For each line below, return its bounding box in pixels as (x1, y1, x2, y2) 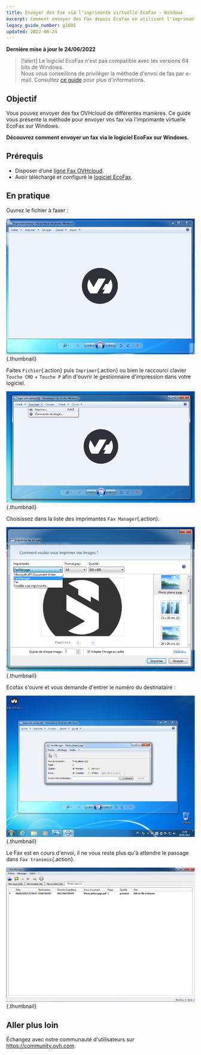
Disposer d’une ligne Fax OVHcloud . (14, 167, 104, 174)
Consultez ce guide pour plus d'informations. (33, 77, 145, 84)
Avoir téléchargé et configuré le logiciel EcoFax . (14, 173, 133, 181)
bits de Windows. (20, 63, 64, 71)
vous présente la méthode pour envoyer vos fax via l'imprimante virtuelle (6, 116, 186, 123)
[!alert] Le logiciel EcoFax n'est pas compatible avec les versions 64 (20, 57, 189, 65)
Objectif (6, 93, 37, 104)
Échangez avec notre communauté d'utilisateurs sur (6, 1036, 135, 1043)
